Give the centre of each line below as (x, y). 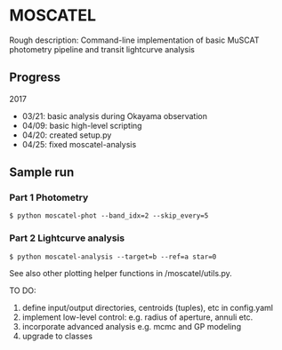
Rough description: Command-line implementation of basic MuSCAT (134, 40)
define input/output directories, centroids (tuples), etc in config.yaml (148, 307)
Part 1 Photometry (49, 198)
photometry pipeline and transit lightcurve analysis (102, 49)
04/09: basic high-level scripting (82, 125)
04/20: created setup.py (67, 135)
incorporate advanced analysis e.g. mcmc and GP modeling (132, 326)
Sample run (42, 173)
